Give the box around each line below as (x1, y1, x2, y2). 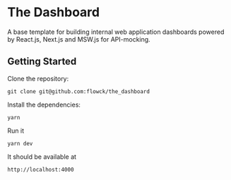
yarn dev (7, 140, 33, 147)
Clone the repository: (7, 74, 69, 83)
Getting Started (7, 56, 77, 68)
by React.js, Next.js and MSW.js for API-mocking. (7, 35, 150, 43)
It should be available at (7, 152, 76, 161)
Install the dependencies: (7, 100, 81, 109)
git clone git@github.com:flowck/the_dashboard (7, 88, 150, 95)
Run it (7, 126, 25, 135)
